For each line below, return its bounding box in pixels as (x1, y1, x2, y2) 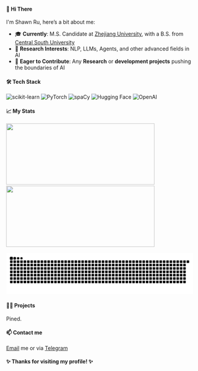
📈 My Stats (6, 107, 36, 115)
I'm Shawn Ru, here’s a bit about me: (6, 18, 95, 26)
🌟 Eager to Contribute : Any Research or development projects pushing (14, 58, 191, 65)
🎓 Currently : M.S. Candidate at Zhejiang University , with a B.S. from (14, 30, 184, 37)
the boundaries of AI (14, 64, 65, 71)
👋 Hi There (6, 5, 33, 12)
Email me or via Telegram (6, 344, 68, 351)
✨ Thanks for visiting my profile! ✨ (6, 358, 93, 365)
